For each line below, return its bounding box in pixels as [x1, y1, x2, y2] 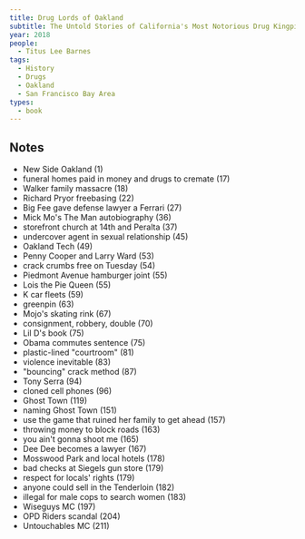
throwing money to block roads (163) [22, 424, 161, 436]
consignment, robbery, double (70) [22, 318, 153, 329]
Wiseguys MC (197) [22, 501, 96, 513]
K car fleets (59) [22, 289, 84, 300]
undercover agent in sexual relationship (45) [22, 231, 189, 242]
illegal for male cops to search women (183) [22, 492, 187, 503]
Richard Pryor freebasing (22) [22, 192, 134, 204]
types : [9, 97, 34, 107]
